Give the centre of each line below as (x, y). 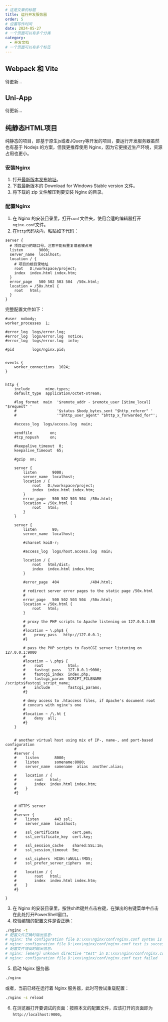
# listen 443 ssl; (43, 819)
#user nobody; (21, 319)
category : (15, 38)
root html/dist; (51, 564)
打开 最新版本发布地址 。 (36, 180)
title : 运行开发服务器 (26, 15)
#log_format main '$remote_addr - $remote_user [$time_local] (82, 402)
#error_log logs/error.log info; (42, 341)
